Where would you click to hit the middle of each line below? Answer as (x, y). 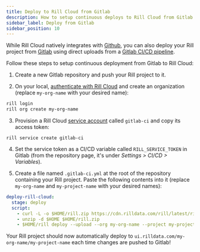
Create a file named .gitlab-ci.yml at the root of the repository (93, 173)
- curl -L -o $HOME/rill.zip (53, 213)
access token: (32, 127)
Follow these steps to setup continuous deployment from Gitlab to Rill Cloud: (100, 63)
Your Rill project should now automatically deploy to (70, 236)
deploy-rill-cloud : (30, 197)
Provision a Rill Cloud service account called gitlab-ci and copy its (98, 121)
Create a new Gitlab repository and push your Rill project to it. (90, 75)
